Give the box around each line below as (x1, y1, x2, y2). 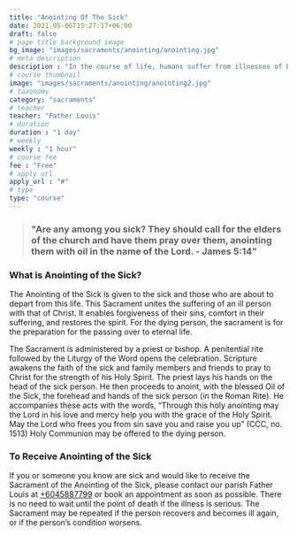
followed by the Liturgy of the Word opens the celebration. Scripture (9, 353, 258, 363)
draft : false (9, 29, 57, 38)
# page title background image (9, 37, 125, 47)
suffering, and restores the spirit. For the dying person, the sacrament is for (9, 317, 284, 328)
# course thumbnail (9, 71, 81, 80)
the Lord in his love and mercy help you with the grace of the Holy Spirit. (9, 409, 273, 420)
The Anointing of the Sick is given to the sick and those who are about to (9, 289, 274, 300)
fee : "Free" (9, 161, 57, 170)
